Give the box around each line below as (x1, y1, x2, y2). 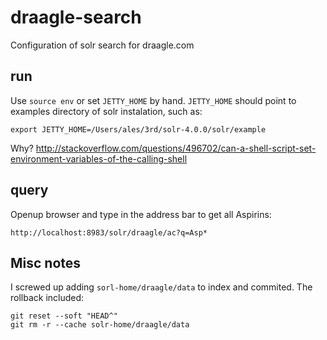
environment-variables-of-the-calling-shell (10, 152, 188, 165)
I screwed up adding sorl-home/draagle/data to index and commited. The (10, 281, 313, 293)
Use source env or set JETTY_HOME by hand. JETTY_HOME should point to (10, 94, 297, 106)
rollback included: (10, 292, 85, 304)
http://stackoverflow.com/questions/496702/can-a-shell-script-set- (35, 142, 317, 154)
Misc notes (10, 254, 82, 271)
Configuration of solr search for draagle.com (10, 39, 195, 51)
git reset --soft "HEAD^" (10, 311, 118, 321)
